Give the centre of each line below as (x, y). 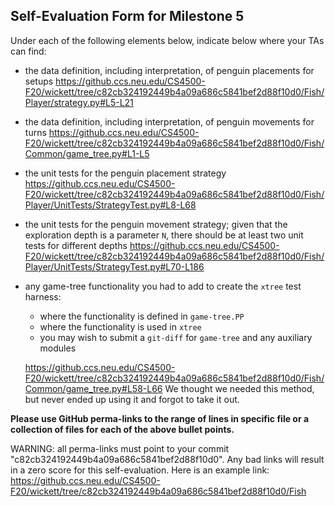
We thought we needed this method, (239, 388)
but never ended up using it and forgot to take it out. (132, 399)
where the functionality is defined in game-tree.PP (142, 316)
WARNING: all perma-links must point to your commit (120, 448)
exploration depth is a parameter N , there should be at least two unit (164, 235)
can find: (28, 51)
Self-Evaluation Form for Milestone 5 (127, 16)
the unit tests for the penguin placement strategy (125, 173)
